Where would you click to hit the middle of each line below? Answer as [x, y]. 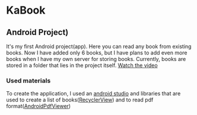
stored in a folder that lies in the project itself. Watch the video [82, 65]
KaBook [26, 10]
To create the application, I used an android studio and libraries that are [93, 94]
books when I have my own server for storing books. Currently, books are [96, 59]
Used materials [28, 81]
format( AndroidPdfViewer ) [39, 106]
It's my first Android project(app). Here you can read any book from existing [99, 46]
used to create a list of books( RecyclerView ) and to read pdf [80, 100]
